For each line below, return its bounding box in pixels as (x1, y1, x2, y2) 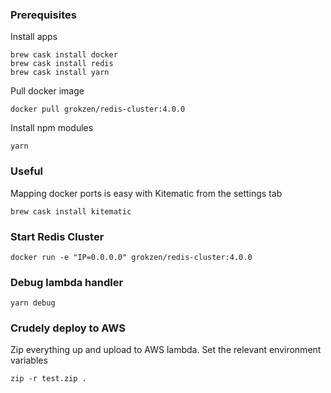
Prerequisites (10, 8, 77, 22)
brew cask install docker (10, 50, 118, 60)
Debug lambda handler (10, 275, 124, 289)
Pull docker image (10, 85, 85, 97)
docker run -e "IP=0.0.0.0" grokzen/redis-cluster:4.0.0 (10, 252, 253, 262)
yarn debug (10, 298, 56, 308)
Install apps (10, 31, 58, 43)
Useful (10, 164, 44, 178)
